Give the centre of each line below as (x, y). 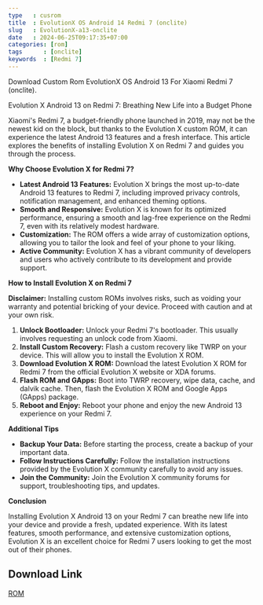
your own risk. (31, 314)
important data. (44, 452)
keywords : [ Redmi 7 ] (45, 60)
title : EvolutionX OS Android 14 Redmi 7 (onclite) (98, 23)
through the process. (42, 153)
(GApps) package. (49, 397)
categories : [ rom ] (38, 45)
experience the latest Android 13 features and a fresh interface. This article (129, 137)
